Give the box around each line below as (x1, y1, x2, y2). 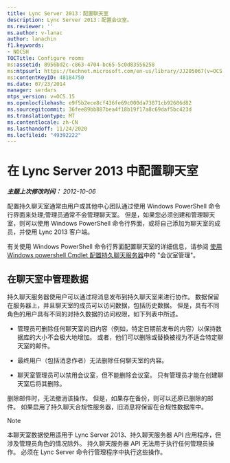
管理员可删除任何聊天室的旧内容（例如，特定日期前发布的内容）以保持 (16, 325, 216, 332)
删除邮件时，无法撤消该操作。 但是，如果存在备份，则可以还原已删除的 (7, 394, 207, 402)
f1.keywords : (7, 42, 45, 49)
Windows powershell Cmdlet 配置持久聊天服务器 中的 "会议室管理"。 (7, 251, 199, 259)
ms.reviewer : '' (7, 23, 54, 30)
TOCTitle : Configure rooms (7, 55, 84, 62)
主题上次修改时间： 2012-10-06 (7, 187, 96, 196)
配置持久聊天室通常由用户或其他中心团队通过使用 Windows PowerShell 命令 (7, 202, 221, 211)
